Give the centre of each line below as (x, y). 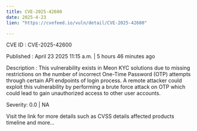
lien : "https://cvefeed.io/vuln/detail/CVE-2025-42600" (77, 23)
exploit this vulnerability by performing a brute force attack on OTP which (96, 87)
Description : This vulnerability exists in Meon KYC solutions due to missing (98, 68)
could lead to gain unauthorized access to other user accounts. (84, 93)
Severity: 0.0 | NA (28, 105)
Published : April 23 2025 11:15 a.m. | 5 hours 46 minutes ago (81, 57)
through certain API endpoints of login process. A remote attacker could (94, 80)
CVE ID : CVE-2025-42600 (39, 45)
